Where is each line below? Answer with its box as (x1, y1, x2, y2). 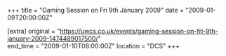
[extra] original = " (7, 27, 60, 35)
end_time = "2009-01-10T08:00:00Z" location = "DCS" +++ (7, 42, 180, 50)
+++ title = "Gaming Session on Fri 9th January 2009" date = (7, 6, 185, 14)
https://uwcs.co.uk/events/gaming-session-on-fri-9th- (59, 27, 219, 35)
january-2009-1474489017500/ (7, 34, 98, 43)
